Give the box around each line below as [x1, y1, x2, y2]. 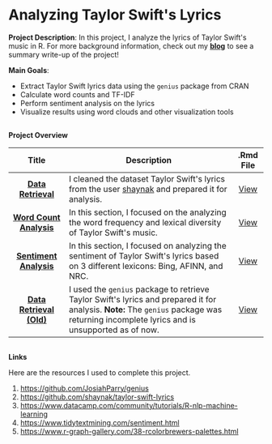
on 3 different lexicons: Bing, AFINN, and [68, 261, 223, 272]
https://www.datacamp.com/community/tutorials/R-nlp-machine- [19, 400, 239, 410]
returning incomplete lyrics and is [68, 314, 196, 326]
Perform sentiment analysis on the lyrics [19, 98, 155, 108]
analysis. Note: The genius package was [68, 304, 223, 315]
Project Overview [8, 130, 69, 140]
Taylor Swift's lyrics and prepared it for [68, 294, 217, 305]
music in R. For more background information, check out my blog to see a [8, 41, 254, 50]
